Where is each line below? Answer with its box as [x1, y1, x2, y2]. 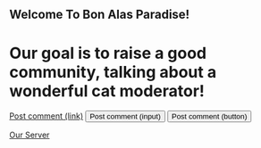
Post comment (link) [9, 111, 83, 121]
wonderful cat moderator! [9, 80, 206, 101]
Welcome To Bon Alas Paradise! [9, 7, 190, 22]
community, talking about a [9, 62, 217, 82]
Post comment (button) [171, 111, 248, 121]
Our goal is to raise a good [9, 43, 207, 63]
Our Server [9, 129, 50, 141]
